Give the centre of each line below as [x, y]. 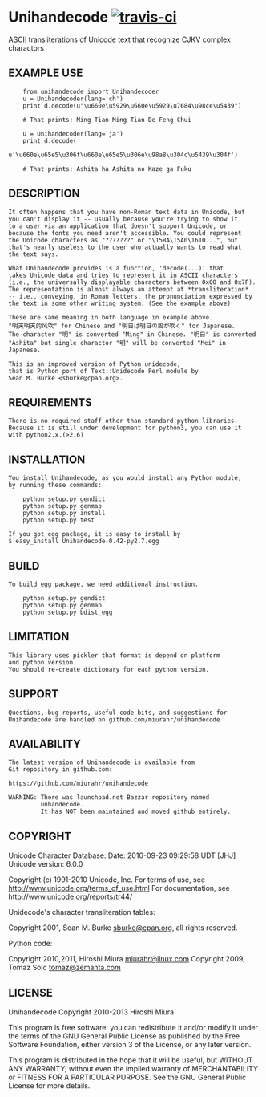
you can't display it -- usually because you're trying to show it [123, 219]
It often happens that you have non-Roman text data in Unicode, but [127, 212]
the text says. [34, 254]
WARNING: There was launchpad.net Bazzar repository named [109, 798]
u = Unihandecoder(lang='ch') [73, 99]
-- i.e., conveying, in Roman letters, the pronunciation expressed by [130, 296]
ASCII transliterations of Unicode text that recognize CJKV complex [119, 39]
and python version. [43, 662]
